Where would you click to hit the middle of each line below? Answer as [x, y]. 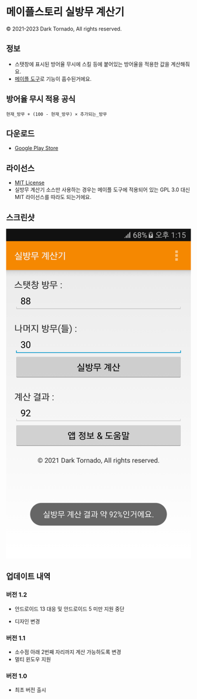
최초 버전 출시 [30, 690]
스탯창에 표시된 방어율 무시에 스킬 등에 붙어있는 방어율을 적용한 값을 [92, 64]
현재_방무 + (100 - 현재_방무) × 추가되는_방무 [57, 114]
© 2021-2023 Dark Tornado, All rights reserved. [64, 29]
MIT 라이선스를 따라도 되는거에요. [53, 197]
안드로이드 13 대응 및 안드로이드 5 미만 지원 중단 [69, 609]
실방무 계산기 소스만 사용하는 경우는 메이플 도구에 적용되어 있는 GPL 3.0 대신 [102, 190]
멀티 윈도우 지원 [33, 659]
